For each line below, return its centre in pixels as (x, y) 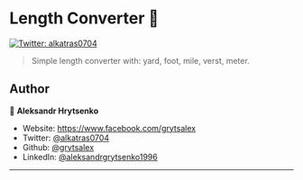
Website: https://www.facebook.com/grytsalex (109, 128)
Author (29, 89)
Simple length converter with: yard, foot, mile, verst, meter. (140, 60)
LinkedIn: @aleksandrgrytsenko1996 (90, 157)
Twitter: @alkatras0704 (66, 138)
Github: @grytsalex (58, 147)
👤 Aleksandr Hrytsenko (54, 111)
